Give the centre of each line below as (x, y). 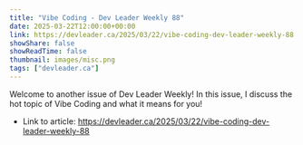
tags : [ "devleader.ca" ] (54, 69)
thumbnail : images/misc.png (63, 60)
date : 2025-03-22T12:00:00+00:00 (73, 26)
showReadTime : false (49, 52)
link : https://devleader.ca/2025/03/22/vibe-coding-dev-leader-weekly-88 (152, 34)
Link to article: (49, 121)
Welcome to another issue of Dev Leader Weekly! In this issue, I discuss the (151, 94)
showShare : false (42, 43)
